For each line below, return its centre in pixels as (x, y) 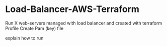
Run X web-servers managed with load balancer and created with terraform (84, 23)
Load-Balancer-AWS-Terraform (72, 9)
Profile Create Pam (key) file (34, 28)
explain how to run (24, 38)
